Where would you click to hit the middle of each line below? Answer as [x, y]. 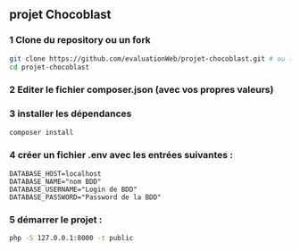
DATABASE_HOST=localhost [55, 173]
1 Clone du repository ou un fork [80, 40]
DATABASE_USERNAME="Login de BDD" [74, 189]
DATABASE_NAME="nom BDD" [55, 181]
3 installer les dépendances [71, 113]
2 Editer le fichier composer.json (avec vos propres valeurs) [142, 90]
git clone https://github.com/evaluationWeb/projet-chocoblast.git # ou [147, 59]
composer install [42, 132]
